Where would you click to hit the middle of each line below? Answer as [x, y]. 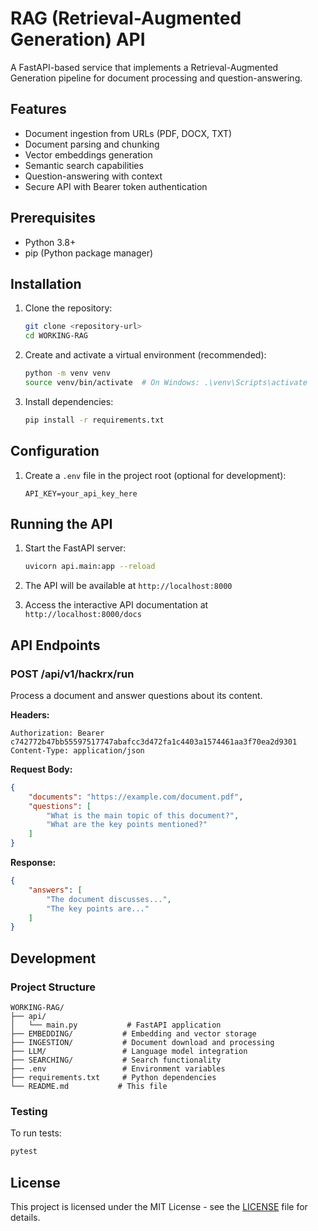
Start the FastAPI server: [75, 548]
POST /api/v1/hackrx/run [72, 674]
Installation [46, 283]
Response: [33, 863]
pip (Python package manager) [89, 253]
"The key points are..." [98, 908]
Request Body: [41, 769]
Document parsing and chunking [92, 144]
